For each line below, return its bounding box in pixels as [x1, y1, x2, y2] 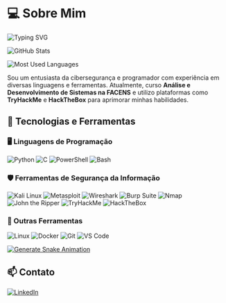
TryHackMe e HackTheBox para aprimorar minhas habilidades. [7, 95, 189, 104]
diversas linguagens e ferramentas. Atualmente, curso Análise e [7, 80, 191, 89]
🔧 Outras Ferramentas [7, 216, 83, 225]
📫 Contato [7, 266, 55, 278]
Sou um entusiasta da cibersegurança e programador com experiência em [7, 73, 220, 82]
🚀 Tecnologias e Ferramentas [7, 116, 136, 128]
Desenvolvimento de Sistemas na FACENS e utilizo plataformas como [7, 88, 209, 96]
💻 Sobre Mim [7, 6, 87, 21]
